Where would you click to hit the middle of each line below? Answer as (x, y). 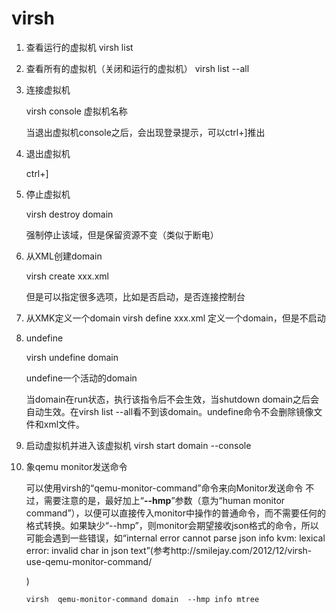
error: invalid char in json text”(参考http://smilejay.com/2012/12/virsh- (169, 550)
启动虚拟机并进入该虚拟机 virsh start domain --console (138, 445)
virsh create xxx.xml (67, 276)
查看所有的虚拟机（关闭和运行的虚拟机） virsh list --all (137, 68)
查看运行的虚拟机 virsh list (79, 47)
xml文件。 (64, 424)
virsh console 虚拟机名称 (76, 111)
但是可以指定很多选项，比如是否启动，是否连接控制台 (135, 296)
